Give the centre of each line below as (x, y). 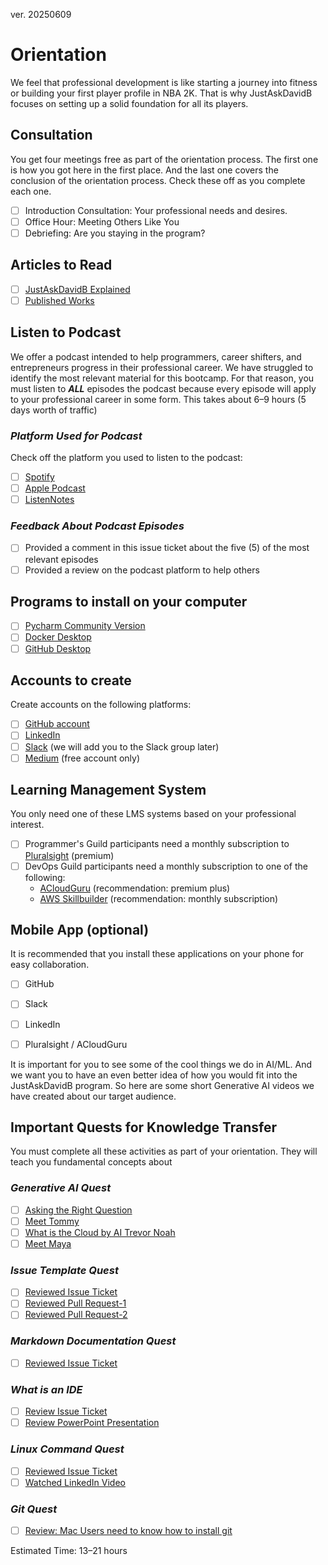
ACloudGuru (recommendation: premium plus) (135, 888)
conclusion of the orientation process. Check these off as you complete (158, 180)
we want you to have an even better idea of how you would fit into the (154, 1075)
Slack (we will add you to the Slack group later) (122, 746)
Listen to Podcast (66, 332)
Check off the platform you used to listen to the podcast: (126, 457)
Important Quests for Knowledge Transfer (143, 1127)
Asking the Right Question (78, 1210)
